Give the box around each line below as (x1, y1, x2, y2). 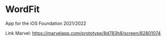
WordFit (5, 4, 40, 15)
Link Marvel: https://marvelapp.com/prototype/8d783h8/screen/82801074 (5, 30, 161, 36)
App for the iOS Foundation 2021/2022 (5, 20, 87, 26)
